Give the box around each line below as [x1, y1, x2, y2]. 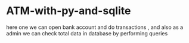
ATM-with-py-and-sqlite [6, 4, 131, 18]
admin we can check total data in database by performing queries [6, 29, 168, 37]
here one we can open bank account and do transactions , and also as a [6, 24, 184, 31]
